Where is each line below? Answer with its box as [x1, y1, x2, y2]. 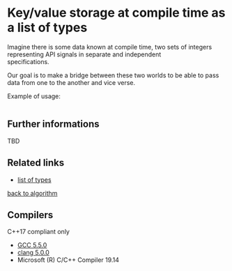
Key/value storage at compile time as [7, 5, 226, 21]
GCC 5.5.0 [17, 241, 47, 249]
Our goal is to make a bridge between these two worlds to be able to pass [7, 71, 219, 79]
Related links [7, 157, 65, 169]
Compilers [7, 209, 54, 221]
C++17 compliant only [7, 228, 70, 236]
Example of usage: [7, 92, 61, 100]
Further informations [7, 118, 100, 130]
